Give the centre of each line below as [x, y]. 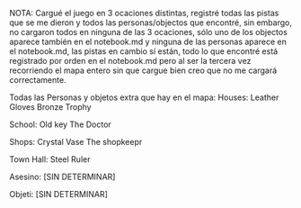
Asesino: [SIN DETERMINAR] [62, 176]
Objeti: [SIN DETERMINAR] [58, 194]
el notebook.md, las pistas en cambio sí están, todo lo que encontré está [144, 51]
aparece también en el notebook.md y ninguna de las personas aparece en [148, 41]
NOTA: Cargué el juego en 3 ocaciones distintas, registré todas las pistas [144, 13]
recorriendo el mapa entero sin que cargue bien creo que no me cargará [143, 70]
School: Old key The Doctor [61, 124]
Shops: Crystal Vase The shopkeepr [76, 142]
